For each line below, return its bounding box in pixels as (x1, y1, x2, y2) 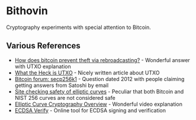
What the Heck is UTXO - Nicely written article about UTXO (14, 69, 160, 76)
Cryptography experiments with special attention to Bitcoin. (6, 24, 151, 31)
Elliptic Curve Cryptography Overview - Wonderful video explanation (14, 100, 182, 108)
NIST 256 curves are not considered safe (14, 94, 115, 101)
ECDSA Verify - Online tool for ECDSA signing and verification (14, 106, 166, 113)
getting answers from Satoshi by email (14, 82, 109, 89)
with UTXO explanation (14, 63, 71, 70)
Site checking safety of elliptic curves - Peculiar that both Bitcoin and (14, 87, 184, 95)
